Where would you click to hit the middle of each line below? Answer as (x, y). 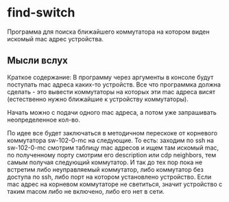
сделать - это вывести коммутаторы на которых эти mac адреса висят (111, 91)
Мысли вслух (38, 61)
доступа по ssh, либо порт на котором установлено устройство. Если (109, 177)
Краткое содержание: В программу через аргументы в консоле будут (110, 77)
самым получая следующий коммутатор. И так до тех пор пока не (105, 162)
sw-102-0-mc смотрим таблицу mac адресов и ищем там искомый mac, (113, 147)
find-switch (41, 13)
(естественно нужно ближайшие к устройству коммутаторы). (98, 99)
